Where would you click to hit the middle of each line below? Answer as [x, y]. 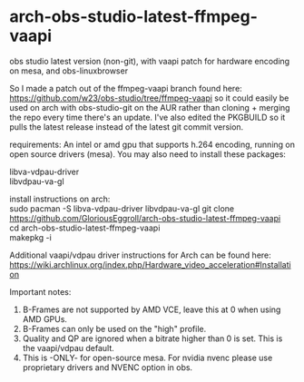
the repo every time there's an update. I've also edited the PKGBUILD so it [147, 117]
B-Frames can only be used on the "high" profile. [114, 328]
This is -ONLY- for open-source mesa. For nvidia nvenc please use [147, 358]
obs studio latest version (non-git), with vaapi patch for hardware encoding [150, 61]
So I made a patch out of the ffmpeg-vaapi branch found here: [126, 88]
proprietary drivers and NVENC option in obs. [108, 367]
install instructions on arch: [60, 199]
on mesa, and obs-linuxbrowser [69, 71]
